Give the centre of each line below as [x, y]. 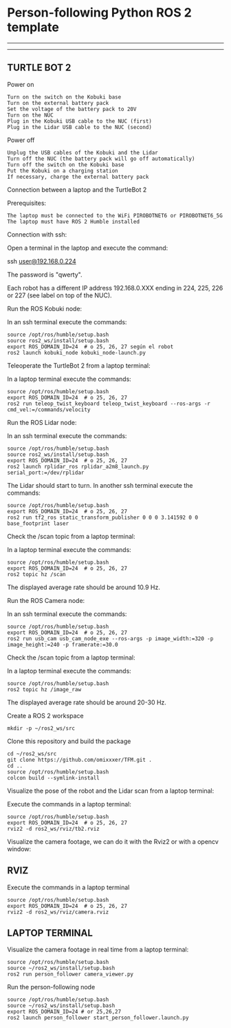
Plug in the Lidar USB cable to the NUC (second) [80, 127]
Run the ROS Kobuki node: [45, 308]
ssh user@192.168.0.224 [42, 261]
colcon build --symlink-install [53, 778]
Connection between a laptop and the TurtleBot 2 [77, 189]
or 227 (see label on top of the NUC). [59, 295]
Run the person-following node [51, 987]
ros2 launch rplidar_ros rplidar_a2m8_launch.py [78, 466]
